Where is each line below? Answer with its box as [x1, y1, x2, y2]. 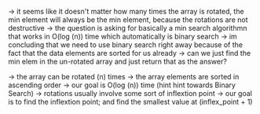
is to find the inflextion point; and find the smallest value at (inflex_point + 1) [8, 97, 253, 106]
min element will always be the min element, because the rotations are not [8, 15, 248, 24]
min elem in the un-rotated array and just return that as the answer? [8, 57, 228, 66]
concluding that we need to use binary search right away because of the [8, 40, 244, 50]
